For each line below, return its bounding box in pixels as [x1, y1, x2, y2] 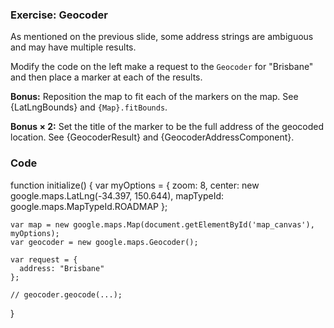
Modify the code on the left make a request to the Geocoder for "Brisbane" [10, 61, 314, 73]
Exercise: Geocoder [10, 8, 108, 22]
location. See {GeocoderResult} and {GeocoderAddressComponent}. [10, 131, 295, 143]
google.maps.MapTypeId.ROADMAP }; [10, 200, 168, 212]
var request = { [10, 254, 78, 265]
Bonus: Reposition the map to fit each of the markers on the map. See [10, 91, 299, 103]
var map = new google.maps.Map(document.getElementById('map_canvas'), [10, 219, 315, 230]
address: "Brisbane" [19, 263, 105, 273]
